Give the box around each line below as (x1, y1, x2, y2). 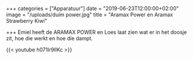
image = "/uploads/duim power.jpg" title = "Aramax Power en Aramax (6, 11, 174, 18)
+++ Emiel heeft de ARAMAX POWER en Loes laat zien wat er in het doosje (6, 29, 187, 36)
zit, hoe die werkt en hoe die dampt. (6, 35, 93, 41)
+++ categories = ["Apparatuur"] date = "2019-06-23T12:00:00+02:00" (6, 5, 180, 12)
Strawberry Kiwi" (6, 18, 48, 24)
